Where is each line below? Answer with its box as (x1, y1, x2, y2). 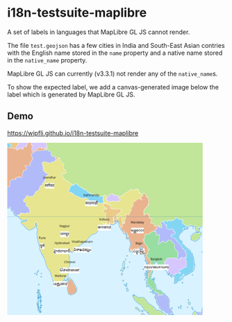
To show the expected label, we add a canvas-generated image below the (7, 83, 219, 91)
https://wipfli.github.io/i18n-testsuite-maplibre (7, 128, 139, 137)
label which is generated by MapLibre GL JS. (7, 90, 135, 99)
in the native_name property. (7, 56, 88, 64)
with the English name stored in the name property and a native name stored (7, 49, 223, 57)
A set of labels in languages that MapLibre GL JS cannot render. (7, 28, 190, 36)
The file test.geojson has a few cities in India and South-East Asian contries (7, 41, 225, 49)
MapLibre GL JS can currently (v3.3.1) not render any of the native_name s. (7, 69, 218, 78)
